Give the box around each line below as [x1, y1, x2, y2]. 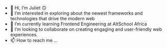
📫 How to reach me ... [10, 37, 58, 43]
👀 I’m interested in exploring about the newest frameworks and [10, 10, 143, 16]
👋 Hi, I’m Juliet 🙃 [10, 5, 47, 11]
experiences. [10, 32, 38, 37]
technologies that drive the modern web [10, 16, 95, 21]
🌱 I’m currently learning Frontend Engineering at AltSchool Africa [10, 21, 147, 27]
